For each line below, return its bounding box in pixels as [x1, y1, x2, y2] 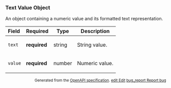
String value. [77, 41, 107, 48]
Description [81, 27, 110, 35]
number [53, 60, 72, 67]
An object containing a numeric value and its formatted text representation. [5, 16, 163, 22]
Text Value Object [5, 4, 51, 11]
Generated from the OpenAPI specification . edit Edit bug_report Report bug [34, 78, 166, 83]
